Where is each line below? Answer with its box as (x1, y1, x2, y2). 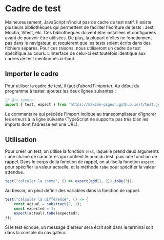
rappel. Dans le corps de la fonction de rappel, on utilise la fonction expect (5, 159, 155, 165)
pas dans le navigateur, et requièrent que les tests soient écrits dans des (5, 40, 151, 46)
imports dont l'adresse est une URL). (5, 121, 79, 127)
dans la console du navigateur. (5, 229, 67, 235)
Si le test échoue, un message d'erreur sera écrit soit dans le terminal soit (5, 224, 153, 230)
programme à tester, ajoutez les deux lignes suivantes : (5, 88, 116, 94)
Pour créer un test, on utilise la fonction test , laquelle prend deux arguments (5, 148, 159, 154)
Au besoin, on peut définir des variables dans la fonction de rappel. (5, 188, 140, 193)
